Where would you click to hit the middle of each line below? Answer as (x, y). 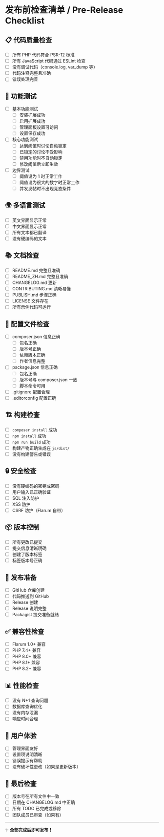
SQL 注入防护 (26, 498)
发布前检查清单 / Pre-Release (64, 10)
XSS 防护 (21, 504)
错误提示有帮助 (27, 761)
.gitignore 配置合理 (31, 392)
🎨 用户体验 (21, 736)
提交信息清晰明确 (29, 548)
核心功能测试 (25, 139)
